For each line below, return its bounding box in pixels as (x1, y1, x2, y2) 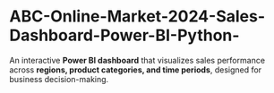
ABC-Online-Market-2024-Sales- (9, 6, 266, 27)
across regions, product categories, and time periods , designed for (9, 64, 262, 75)
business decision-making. (9, 73, 109, 84)
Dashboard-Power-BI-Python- (9, 25, 240, 46)
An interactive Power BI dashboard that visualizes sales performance (9, 55, 266, 65)
